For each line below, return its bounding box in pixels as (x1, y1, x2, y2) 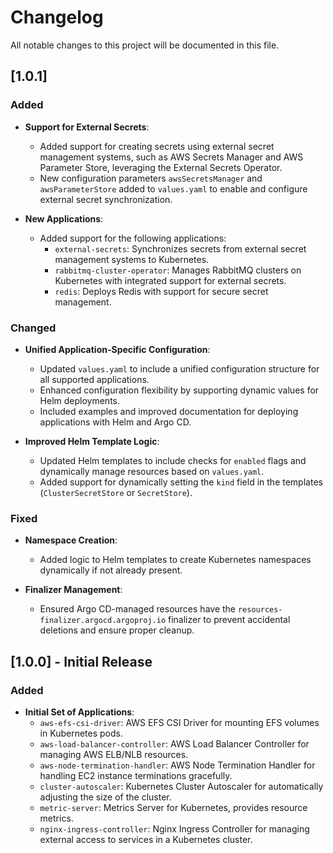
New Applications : (24, 212, 104, 225)
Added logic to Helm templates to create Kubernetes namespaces (39, 554, 312, 566)
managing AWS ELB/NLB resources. (39, 748, 189, 760)
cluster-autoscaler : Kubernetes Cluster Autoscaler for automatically (39, 780, 324, 792)
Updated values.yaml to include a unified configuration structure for (39, 362, 320, 375)
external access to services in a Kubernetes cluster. (39, 833, 253, 845)
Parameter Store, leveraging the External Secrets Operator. (39, 161, 283, 173)
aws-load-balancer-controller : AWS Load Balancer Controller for (39, 737, 310, 750)
